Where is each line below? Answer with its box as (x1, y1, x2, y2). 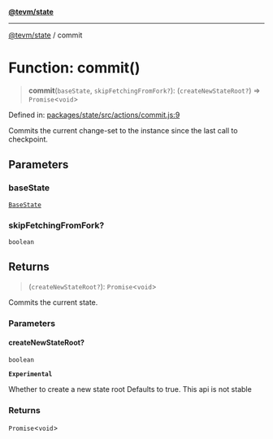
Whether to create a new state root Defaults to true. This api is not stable (8, 384, 252, 393)
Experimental (8, 370, 53, 378)
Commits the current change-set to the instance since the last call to (8, 125, 238, 135)
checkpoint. (8, 134, 49, 144)
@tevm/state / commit (8, 30, 83, 40)
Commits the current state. (8, 297, 98, 307)
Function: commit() (8, 59, 141, 77)
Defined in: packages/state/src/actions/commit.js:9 (8, 110, 180, 120)
